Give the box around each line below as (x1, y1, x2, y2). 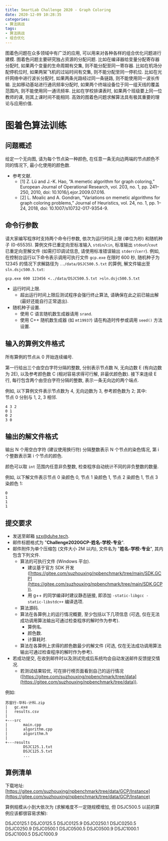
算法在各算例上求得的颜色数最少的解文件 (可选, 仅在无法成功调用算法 (20, 643, 162, 649)
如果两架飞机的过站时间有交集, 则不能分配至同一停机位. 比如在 (29, 69, 158, 75)
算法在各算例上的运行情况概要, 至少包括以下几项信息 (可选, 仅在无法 (20, 611, 160, 617)
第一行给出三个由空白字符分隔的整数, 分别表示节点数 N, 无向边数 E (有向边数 (5, 364, 162, 370)
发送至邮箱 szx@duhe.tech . (12, 533, 70, 539)
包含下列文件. (12, 552, 41, 558)
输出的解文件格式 (5, 432, 58, 441)
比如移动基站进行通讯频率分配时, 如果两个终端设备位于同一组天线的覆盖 (12, 81, 159, 87)
